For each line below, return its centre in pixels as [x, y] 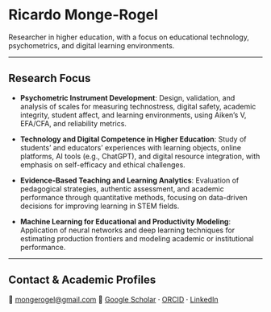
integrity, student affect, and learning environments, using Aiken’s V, [133, 115]
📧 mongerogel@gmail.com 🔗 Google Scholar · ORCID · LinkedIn [114, 299]
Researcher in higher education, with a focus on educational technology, [129, 37]
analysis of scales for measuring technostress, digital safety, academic [138, 106]
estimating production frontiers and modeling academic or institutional [137, 238]
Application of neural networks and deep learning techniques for [127, 230]
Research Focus [50, 78]
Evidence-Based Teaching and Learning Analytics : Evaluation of [129, 180]
